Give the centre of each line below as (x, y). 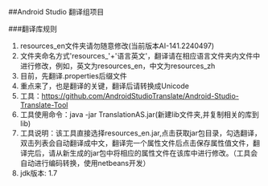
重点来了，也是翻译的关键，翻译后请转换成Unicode (105, 86)
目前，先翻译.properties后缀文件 (73, 76)
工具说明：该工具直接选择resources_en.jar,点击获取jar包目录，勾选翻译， (140, 133)
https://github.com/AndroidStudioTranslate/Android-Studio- (140, 96)
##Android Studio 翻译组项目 (56, 12)
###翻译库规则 (33, 29)
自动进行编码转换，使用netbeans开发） (85, 163)
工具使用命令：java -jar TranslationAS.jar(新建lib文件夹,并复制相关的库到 (139, 114)
